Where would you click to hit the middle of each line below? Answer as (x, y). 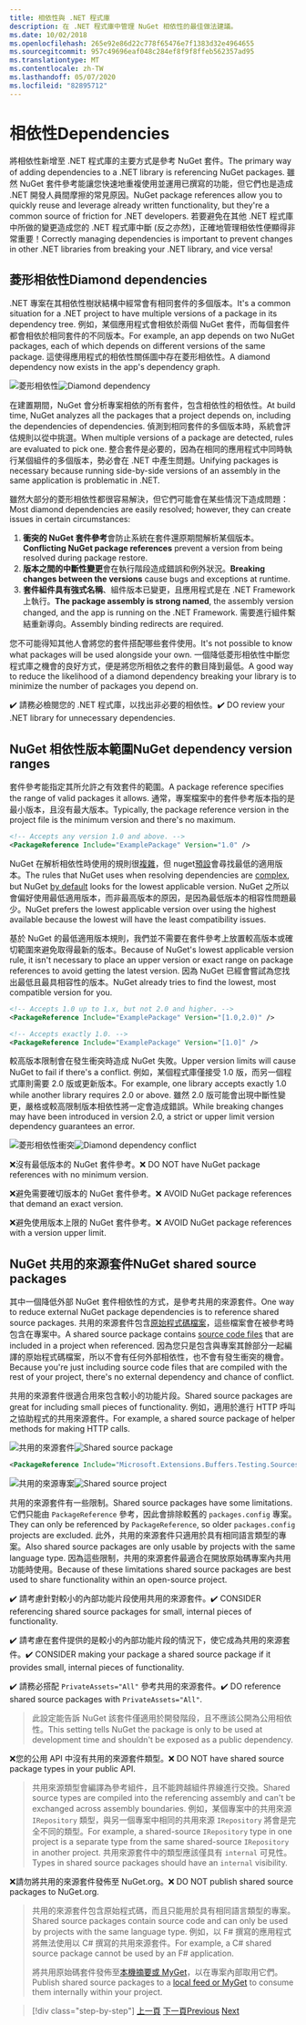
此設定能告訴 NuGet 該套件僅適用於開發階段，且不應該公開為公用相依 (162, 1718)
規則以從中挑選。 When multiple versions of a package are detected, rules (155, 437)
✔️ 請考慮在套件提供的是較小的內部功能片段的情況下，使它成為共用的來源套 (150, 1640)
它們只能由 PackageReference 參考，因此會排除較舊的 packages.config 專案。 (153, 1515)
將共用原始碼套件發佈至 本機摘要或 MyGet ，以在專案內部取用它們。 (157, 1972)
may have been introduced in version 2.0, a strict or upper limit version (142, 1116)
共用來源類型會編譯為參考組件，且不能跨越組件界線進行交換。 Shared (161, 1788)
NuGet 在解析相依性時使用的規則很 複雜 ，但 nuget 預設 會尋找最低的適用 (142, 863)
